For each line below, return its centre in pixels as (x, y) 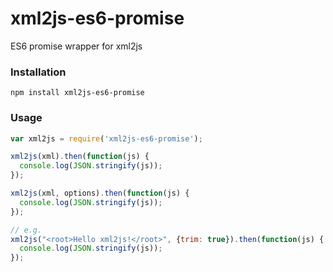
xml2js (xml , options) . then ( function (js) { (100, 193)
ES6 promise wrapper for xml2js (76, 46)
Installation (38, 72)
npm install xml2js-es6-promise (77, 93)
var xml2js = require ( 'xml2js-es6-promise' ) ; (106, 138)
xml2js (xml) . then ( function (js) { (80, 157)
